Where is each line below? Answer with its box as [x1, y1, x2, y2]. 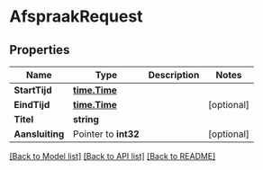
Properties [9, 42, 70, 58]
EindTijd [14, 99, 50, 111]
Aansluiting [14, 128, 65, 140]
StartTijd [14, 84, 52, 96]
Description [148, 69, 200, 81]
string [73, 113, 99, 125]
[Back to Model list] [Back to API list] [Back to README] [9, 151, 216, 161]
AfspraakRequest [9, 6, 143, 27]
